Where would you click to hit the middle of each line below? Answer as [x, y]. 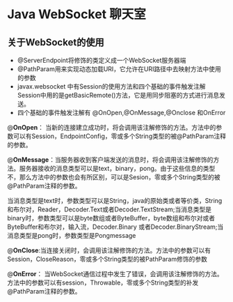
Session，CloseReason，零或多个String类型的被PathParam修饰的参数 [107, 259]
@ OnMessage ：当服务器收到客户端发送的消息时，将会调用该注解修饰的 [110, 160]
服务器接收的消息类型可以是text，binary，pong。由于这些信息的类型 [117, 168]
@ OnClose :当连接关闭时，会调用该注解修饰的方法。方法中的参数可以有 [109, 250]
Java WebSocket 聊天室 [77, 14]
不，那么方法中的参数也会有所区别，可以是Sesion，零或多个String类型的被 [114, 177]
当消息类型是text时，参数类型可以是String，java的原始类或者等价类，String [115, 201]
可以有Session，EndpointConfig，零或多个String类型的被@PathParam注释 [120, 136]
